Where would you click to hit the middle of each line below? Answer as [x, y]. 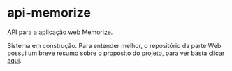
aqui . [15, 60]
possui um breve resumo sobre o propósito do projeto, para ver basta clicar [116, 53]
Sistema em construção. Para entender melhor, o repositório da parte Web [114, 45]
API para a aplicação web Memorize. [60, 32]
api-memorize [49, 13]
